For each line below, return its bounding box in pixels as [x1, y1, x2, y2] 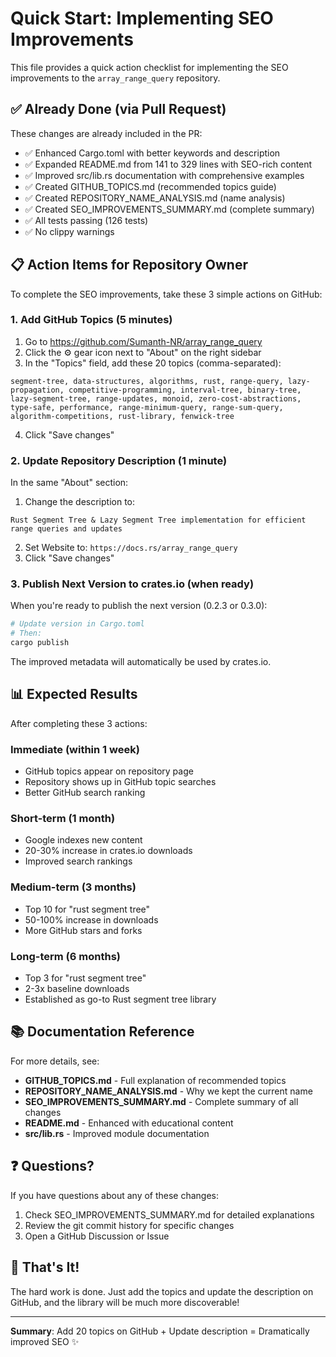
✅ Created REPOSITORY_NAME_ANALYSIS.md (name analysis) [24, 192, 286, 204]
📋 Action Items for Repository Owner [10, 257, 248, 274]
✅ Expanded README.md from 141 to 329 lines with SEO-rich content [24, 158, 313, 170]
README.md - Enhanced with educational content [24, 1117, 234, 1129]
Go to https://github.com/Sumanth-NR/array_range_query [24, 335, 263, 347]
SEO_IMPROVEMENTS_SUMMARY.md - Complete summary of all [24, 1095, 299, 1107]
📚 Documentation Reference [10, 1023, 195, 1041]
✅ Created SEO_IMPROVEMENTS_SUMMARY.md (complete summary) [24, 203, 315, 215]
